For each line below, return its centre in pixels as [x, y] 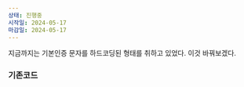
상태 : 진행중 [25, 15]
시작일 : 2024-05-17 [37, 23]
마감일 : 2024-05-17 [37, 30]
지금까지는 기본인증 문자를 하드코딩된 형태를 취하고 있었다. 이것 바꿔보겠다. [122, 53]
